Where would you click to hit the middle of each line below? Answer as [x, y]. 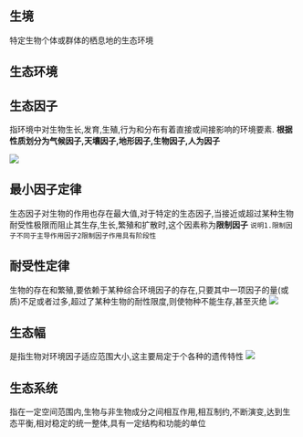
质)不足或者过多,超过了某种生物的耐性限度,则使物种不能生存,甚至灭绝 [138, 301]
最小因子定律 [46, 190]
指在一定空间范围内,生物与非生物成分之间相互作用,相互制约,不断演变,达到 [146, 412]
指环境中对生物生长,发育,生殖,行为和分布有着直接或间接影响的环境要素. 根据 [151, 130]
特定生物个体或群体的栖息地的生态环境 [81, 40]
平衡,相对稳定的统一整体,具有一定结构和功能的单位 [112, 423]
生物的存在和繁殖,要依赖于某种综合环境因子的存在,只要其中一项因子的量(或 [149, 290]
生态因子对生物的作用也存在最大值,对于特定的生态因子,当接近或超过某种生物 [152, 213]
